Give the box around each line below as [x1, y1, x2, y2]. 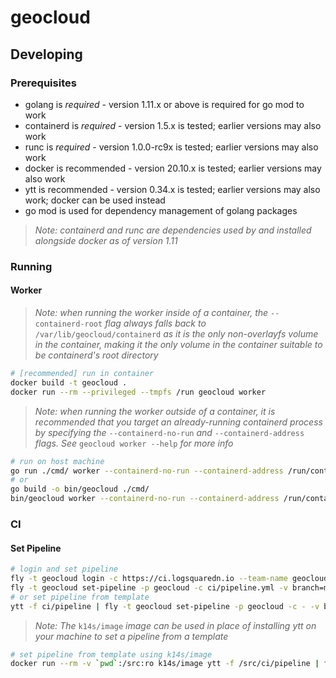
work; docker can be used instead [24, 194, 166, 206]
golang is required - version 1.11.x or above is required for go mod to [24, 98, 305, 110]
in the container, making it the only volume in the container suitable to [34, 339, 323, 350]
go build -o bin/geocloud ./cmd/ [10, 484, 150, 495]
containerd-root [34, 319, 103, 329]
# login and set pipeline [10, 564, 118, 575]
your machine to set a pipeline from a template [34, 630, 229, 642]
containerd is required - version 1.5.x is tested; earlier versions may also [24, 119, 322, 131]
